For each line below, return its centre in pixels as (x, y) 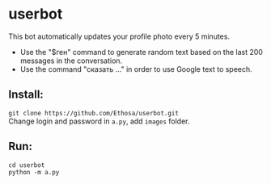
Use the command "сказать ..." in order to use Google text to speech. (136, 69)
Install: (26, 95)
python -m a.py (34, 172)
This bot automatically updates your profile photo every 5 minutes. (119, 36)
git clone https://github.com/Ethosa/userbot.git (94, 113)
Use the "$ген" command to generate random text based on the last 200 (141, 52)
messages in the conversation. (71, 61)
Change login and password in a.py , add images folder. (99, 121)
